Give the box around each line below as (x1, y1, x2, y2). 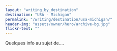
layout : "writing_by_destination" (5, 7, 79, 13)
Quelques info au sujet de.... (5, 40, 65, 46)
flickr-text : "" (5, 26, 40, 31)
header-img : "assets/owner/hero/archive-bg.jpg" (5, 21, 110, 27)
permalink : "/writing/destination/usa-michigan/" (5, 17, 113, 22)
